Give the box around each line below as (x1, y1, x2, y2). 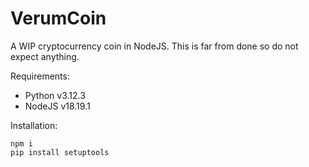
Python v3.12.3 (24, 89, 86, 101)
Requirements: (10, 70, 70, 82)
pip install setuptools (10, 147, 110, 157)
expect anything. (10, 50, 80, 62)
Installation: (10, 119, 58, 131)
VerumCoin (10, 7, 107, 30)
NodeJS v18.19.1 (24, 100, 91, 112)
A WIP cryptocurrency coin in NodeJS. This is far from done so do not (10, 40, 299, 52)
